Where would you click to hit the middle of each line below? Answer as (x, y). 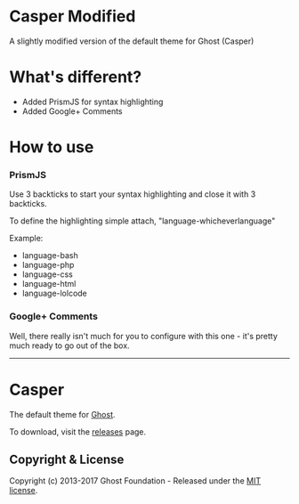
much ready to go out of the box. (70, 345)
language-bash (50, 256)
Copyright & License (67, 459)
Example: (26, 239)
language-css (48, 274)
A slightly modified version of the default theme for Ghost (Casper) (132, 41)
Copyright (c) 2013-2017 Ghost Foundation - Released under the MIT (135, 481)
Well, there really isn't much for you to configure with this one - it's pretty (144, 336)
